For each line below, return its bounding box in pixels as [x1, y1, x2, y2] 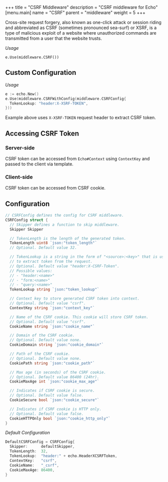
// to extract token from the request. [9, 259, 93, 264]
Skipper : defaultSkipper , [9, 444, 75, 449]
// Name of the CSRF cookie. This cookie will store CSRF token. [9, 314, 149, 320]
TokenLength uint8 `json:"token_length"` [9, 241, 97, 246]
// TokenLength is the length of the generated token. [9, 236, 126, 241]
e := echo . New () [5, 91, 39, 97]
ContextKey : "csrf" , [9, 458, 57, 463]
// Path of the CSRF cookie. [9, 351, 70, 356]
